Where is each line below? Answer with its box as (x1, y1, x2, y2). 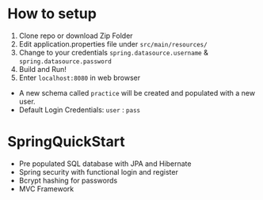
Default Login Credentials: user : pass (18, 104, 140, 115)
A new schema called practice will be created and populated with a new (18, 88, 255, 97)
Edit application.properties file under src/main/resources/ (18, 39, 208, 48)
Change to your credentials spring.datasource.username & (18, 47, 209, 57)
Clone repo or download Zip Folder (18, 31, 133, 40)
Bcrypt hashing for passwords (18, 175, 118, 185)
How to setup (7, 5, 97, 23)
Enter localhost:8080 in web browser (18, 73, 140, 82)
